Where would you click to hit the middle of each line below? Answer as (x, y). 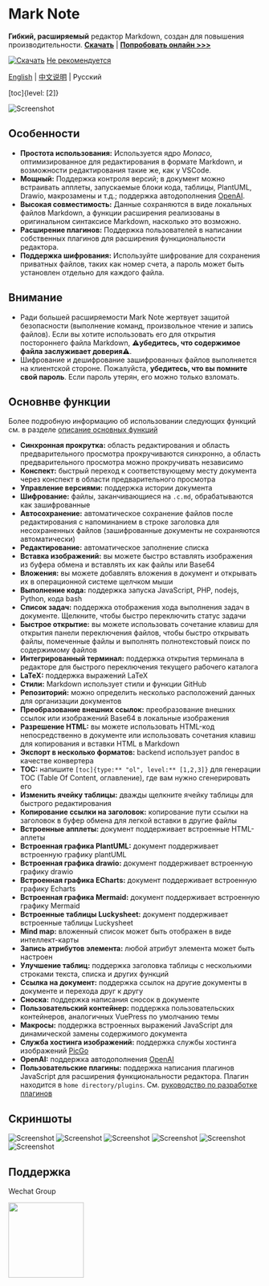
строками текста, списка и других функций (94, 974)
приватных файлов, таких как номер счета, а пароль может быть (132, 264)
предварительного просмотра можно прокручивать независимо (131, 462)
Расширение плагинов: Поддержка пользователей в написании (131, 230)
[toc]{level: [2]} (33, 92)
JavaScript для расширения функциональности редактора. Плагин (134, 1076)
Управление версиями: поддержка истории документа (116, 488)
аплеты (33, 838)
